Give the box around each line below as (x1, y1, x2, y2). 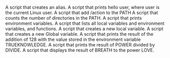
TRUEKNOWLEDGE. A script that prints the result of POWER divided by (5, 42, 155, 47)
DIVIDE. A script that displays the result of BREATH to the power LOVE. (5, 47, 155, 53)
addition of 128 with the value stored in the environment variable (5, 36, 141, 42)
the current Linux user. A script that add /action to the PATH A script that (5, 10, 158, 16)
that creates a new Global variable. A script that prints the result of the (5, 31, 154, 37)
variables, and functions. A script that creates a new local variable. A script (5, 26, 164, 32)
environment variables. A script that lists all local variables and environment (5, 20, 165, 26)
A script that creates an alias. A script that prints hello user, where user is (5, 5, 160, 10)
